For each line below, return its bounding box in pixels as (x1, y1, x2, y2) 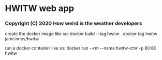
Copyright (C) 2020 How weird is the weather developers (5, 20, 142, 27)
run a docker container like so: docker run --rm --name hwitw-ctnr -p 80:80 (5, 45, 157, 51)
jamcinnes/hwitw (5, 36, 39, 42)
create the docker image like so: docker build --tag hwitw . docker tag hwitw (5, 31, 158, 36)
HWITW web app (5, 3, 74, 14)
